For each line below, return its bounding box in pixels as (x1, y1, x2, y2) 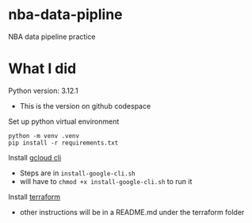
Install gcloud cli (8, 152, 62, 162)
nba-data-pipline (8, 6, 123, 24)
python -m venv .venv (8, 132, 80, 140)
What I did (8, 60, 77, 78)
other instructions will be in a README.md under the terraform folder (19, 207, 245, 217)
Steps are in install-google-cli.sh (19, 168, 136, 178)
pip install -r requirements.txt (8, 139, 119, 147)
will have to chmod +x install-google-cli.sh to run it (19, 176, 193, 186)
